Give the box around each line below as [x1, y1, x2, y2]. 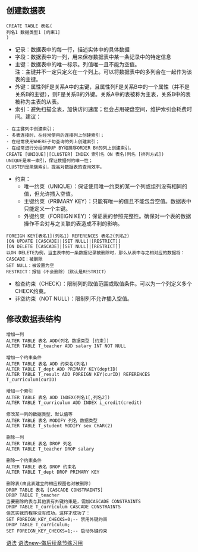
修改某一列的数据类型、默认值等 [6, 411, 73, 417]
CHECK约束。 [14, 287, 49, 294]
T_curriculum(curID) [6, 377, 58, 383]
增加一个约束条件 [6, 354, 42, 360]
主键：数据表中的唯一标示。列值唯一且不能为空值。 [14, 60, 140, 67]
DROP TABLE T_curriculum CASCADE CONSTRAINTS [6, 504, 121, 510]
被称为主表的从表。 [14, 98, 62, 105]
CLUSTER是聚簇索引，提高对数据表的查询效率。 [6, 164, 105, 170]
